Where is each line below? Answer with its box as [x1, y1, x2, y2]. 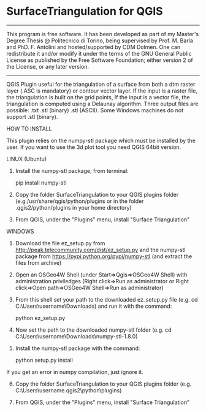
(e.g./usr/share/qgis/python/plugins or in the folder [15, 197, 144, 205]
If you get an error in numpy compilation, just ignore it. [6, 368, 144, 375]
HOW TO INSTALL [6, 124, 52, 132]
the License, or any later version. [6, 63, 90, 70]
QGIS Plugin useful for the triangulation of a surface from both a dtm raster [6, 80, 196, 88]
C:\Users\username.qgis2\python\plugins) [15, 386, 122, 394]
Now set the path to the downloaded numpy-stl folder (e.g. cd [15, 326, 172, 334]
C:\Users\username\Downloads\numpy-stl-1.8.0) [15, 332, 138, 340]
